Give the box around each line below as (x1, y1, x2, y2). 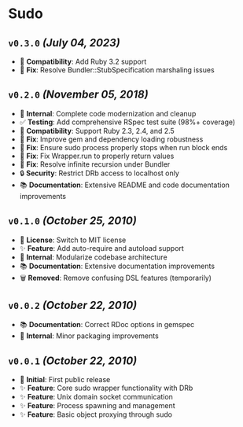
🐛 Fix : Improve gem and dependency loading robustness (19, 134, 204, 144)
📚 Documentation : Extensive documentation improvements (19, 261, 215, 271)
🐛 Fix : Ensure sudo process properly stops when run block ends (19, 142, 228, 152)
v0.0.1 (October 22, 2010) (8, 354, 138, 367)
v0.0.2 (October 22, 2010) (8, 299, 138, 312)
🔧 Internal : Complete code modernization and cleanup (19, 109, 197, 118)
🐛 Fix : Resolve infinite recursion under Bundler (19, 159, 171, 169)
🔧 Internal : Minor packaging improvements (19, 331, 159, 340)
